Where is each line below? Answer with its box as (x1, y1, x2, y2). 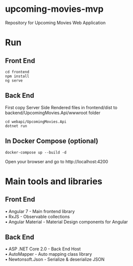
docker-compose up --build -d (5, 150, 67, 155)
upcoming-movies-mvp (5, 3, 104, 15)
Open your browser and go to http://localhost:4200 (5, 158, 109, 164)
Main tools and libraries (5, 176, 103, 187)
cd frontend (5, 69, 29, 74)
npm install (5, 74, 29, 79)
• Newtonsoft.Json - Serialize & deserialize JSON (5, 257, 105, 263)
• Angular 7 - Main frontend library (5, 208, 75, 214)
